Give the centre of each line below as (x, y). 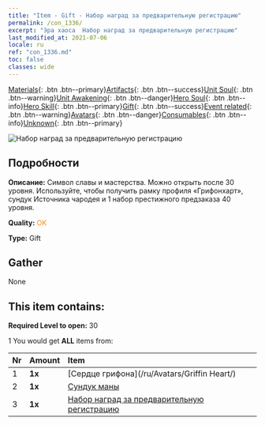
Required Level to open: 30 (53, 325)
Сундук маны (93, 386)
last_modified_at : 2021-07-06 (58, 38)
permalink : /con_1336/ (45, 23)
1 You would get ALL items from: (61, 341)
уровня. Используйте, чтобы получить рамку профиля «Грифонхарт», (126, 190)
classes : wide (32, 67)
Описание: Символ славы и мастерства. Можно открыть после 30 (121, 182)
